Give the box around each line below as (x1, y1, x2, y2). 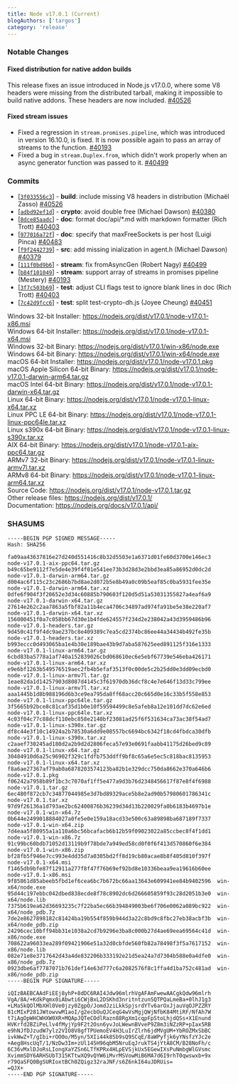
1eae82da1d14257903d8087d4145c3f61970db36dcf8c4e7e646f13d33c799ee (7, 678, 212, 686)
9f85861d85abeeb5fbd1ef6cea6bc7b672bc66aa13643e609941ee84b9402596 (7, 877, 212, 885)
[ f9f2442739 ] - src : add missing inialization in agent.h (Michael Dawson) (17, 245, 228, 254)
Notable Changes (7, 47, 69, 57)
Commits (7, 176, 40, 186)
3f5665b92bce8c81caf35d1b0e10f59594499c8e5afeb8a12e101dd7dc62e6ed (7, 703, 212, 711)
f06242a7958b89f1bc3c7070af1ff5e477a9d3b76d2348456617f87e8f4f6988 (7, 778, 212, 786)
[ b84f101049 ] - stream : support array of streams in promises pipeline (17, 268, 219, 276)
